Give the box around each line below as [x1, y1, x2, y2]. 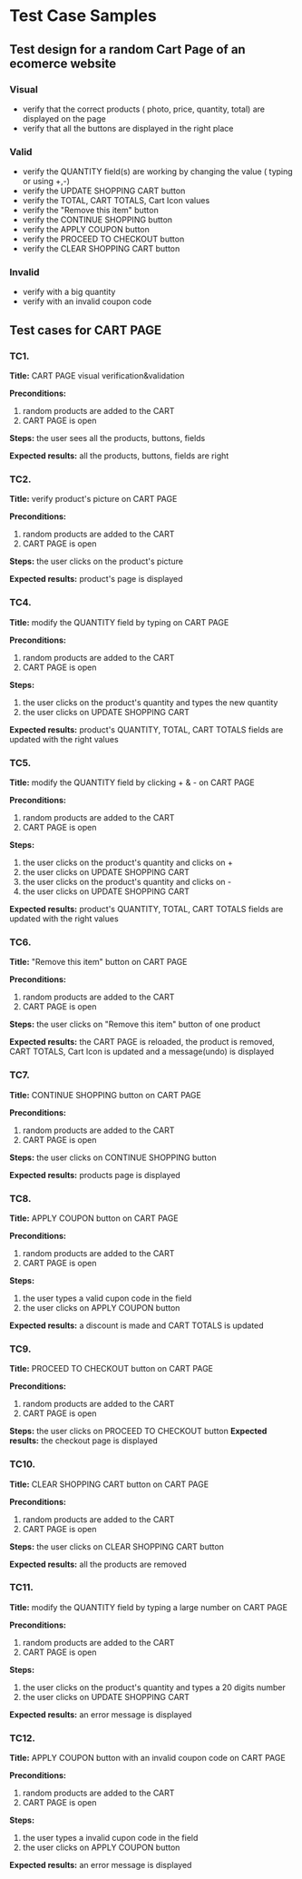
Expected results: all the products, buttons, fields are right [9, 450, 229, 461]
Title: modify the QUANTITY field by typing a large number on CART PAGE [9, 1601, 288, 1612]
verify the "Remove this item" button [22, 205, 159, 216]
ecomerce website [9, 55, 117, 71]
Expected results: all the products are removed [9, 1559, 188, 1569]
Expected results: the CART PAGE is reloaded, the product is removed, [9, 1037, 275, 1048]
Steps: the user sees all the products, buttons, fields [9, 433, 206, 444]
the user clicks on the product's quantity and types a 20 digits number [22, 1681, 286, 1693]
